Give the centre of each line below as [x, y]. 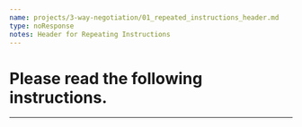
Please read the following [106, 78]
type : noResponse [42, 26]
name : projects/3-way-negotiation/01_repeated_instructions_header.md [144, 17]
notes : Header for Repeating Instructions [90, 34]
